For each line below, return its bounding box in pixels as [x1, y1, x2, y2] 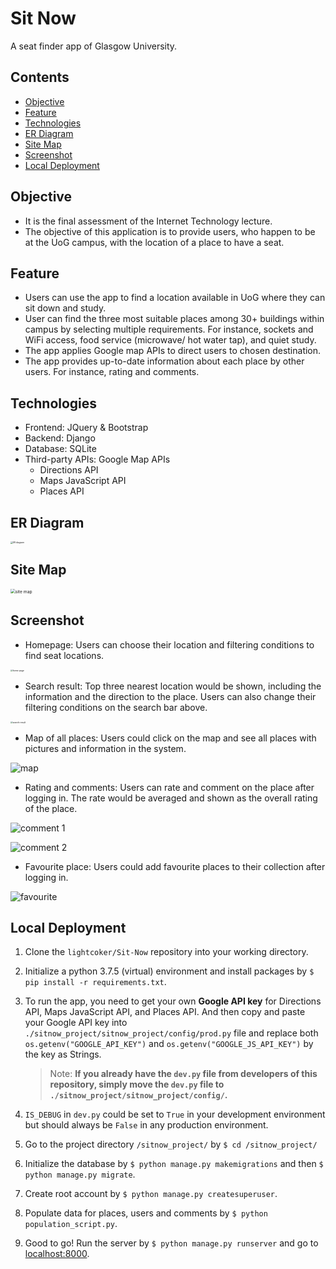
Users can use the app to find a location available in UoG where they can [24, 292, 326, 304]
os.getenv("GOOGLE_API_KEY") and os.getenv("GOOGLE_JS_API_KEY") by [24, 1038, 314, 1050]
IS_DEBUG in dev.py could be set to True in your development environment [24, 1108, 326, 1121]
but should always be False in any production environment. [24, 1119, 269, 1131]
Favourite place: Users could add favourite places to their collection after [24, 860, 326, 872]
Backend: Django [24, 432, 96, 444]
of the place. [24, 802, 78, 814]
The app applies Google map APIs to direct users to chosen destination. [24, 345, 322, 357]
